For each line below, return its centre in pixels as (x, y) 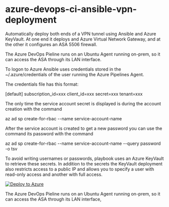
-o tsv (11, 148)
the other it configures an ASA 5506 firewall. (51, 44)
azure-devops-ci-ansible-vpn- (71, 9)
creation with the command (33, 109)
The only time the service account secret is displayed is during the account (83, 103)
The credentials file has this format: (42, 84)
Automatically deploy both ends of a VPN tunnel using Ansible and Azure (81, 34)
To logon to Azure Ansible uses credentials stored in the (63, 69)
